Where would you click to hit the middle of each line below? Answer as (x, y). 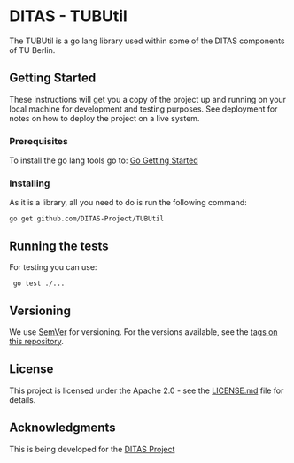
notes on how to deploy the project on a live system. (104, 118)
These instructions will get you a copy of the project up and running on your (147, 99)
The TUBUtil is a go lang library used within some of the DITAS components (147, 41)
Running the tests (59, 246)
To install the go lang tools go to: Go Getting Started (104, 160)
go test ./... (39, 284)
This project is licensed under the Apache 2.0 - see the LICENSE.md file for (147, 390)
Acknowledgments (63, 428)
